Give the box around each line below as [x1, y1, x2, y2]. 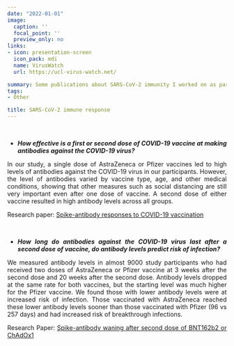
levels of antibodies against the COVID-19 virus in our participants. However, [7, 168, 227, 175]
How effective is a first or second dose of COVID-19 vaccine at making [17, 139, 227, 147]
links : [7, 42, 26, 49]
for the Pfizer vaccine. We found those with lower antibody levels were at [7, 288, 227, 296]
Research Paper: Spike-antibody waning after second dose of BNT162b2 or [7, 324, 227, 331]
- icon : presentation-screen [7, 49, 92, 56]
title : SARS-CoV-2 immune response [7, 107, 111, 113]
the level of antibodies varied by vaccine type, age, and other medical [7, 175, 227, 183]
